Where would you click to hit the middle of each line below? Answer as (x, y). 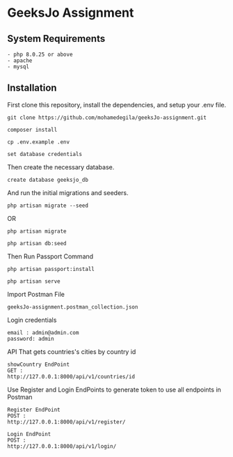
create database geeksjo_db (48, 180)
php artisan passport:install (51, 269)
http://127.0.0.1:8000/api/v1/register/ (67, 422)
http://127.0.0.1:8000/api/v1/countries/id (71, 377)
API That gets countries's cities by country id (72, 351)
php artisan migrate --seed (48, 206)
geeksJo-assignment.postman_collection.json (73, 307)
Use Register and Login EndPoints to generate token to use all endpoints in (114, 389)
